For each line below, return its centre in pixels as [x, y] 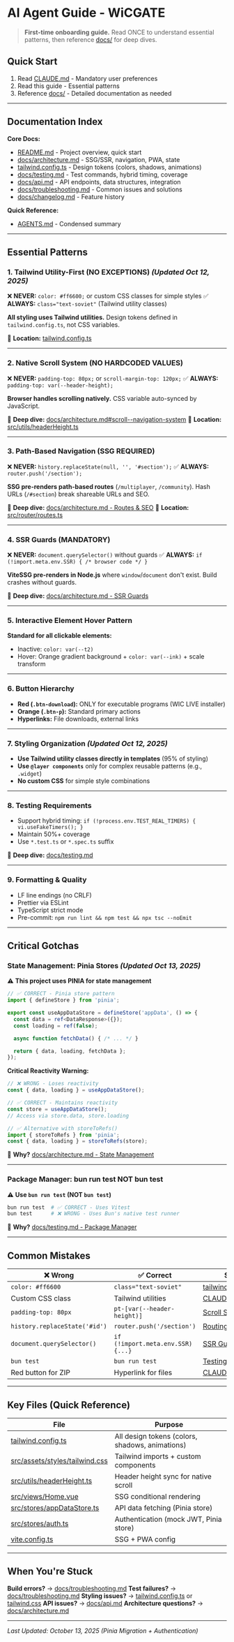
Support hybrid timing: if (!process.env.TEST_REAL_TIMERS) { [107, 821]
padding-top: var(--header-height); [60, 386]
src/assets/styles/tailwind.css [59, 1460]
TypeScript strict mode [50, 910]
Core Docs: [24, 138]
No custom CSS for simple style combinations [84, 781]
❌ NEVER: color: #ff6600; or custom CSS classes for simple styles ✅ [108, 296]
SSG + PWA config [145, 1539]
